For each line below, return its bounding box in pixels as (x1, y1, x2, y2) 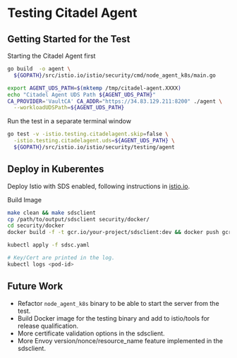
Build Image (7, 195, 42, 204)
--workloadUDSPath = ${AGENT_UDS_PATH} (13, 104, 125, 111)
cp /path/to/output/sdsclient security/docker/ (7, 216, 150, 223)
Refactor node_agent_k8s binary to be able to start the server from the (17, 299, 220, 307)
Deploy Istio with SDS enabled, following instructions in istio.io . (7, 182, 190, 190)
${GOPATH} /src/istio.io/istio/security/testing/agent (13, 144, 175, 151)
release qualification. (17, 321, 79, 330)
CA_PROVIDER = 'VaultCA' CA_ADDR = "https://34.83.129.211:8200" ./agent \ (7, 97, 222, 105)
